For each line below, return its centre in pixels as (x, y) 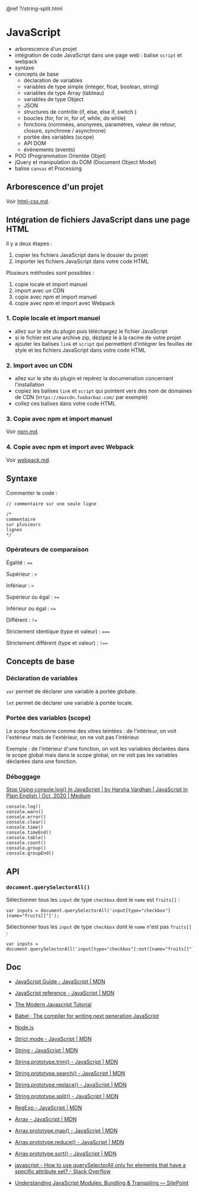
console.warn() (25, 812)
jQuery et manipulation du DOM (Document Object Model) (86, 162)
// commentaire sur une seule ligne (51, 504)
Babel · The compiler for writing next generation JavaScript (87, 1016)
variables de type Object (54, 99)
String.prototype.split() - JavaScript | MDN (67, 1096)
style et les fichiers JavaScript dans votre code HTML (80, 350)
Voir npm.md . (23, 432)
